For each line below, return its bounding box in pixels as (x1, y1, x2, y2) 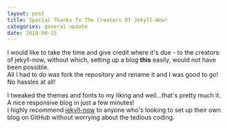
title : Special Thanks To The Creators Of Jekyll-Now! (7, 17, 169, 24)
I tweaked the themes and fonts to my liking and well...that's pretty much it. (7, 91, 221, 100)
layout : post (7, 10, 45, 17)
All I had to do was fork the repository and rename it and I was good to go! (7, 71, 219, 79)
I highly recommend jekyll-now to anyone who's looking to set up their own (7, 106, 221, 114)
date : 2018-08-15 (7, 29, 57, 37)
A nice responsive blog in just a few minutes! (7, 98, 135, 107)
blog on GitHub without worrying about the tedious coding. (7, 113, 175, 122)
